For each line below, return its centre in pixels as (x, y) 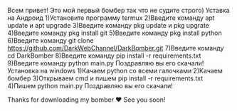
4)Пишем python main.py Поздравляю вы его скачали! (90, 86)
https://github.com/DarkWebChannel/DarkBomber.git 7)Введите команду (116, 48)
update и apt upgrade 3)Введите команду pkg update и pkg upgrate (109, 25)
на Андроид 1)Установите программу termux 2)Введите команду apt (111, 18)
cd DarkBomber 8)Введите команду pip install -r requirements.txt (104, 55)
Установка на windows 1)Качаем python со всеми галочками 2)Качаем (115, 71)
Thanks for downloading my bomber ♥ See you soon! (86, 100)
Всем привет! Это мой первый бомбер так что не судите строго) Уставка (118, 10)
